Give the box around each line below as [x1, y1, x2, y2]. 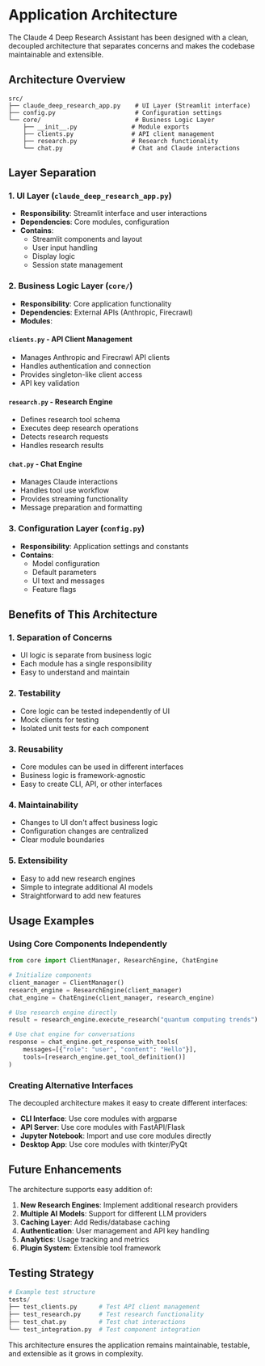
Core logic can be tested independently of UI [19, 706, 170, 716]
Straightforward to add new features [19, 890, 141, 900]
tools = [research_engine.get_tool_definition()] [23, 1053, 186, 1061]
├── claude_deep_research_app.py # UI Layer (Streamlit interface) [8, 101, 251, 110]
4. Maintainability [8, 799, 79, 810]
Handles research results [19, 441, 104, 450]
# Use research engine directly [8, 1009, 117, 1017]
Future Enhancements [8, 1163, 123, 1177]
